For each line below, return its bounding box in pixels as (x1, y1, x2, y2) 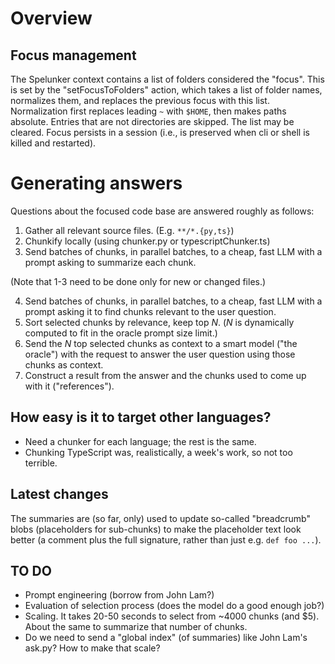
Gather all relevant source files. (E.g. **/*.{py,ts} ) (24, 224, 235, 236)
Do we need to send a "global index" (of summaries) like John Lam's (24, 632, 308, 644)
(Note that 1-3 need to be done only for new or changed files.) (10, 275, 267, 287)
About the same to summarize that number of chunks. (24, 621, 248, 633)
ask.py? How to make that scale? (24, 642, 161, 654)
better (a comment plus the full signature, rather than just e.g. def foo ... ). (10, 533, 322, 546)
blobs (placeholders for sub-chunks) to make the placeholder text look (10, 523, 302, 535)
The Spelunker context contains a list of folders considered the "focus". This (10, 73, 325, 85)
